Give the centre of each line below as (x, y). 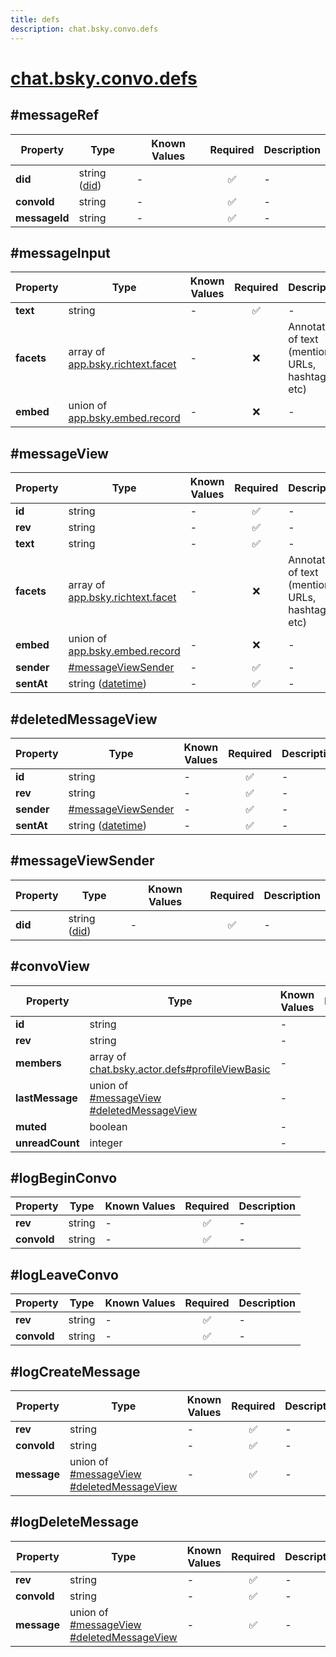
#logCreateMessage (75, 1371)
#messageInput (60, 252)
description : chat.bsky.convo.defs (84, 29)
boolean (108, 1126)
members (38, 1063)
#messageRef (55, 115)
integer (106, 1143)
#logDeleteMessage (74, 1522)
